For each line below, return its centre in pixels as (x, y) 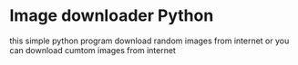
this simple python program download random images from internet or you (149, 41)
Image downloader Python (112, 16)
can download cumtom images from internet (92, 50)
